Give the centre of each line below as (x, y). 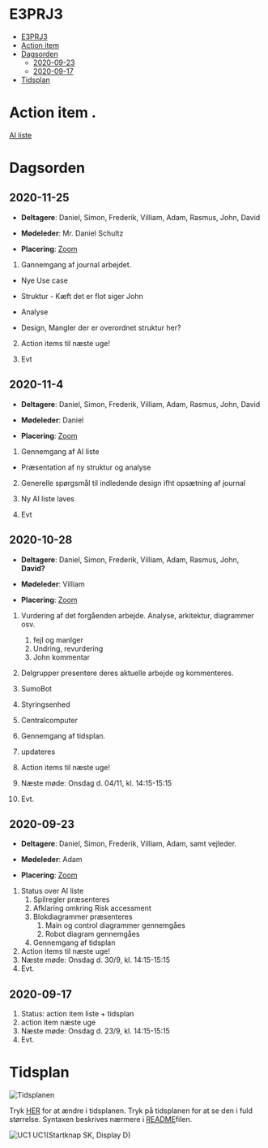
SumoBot (36, 688)
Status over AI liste (52, 891)
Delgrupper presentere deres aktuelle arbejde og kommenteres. (127, 673)
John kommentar (61, 657)
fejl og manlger (58, 639)
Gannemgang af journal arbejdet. (76, 264)
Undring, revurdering (68, 648)
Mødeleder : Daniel (52, 420)
